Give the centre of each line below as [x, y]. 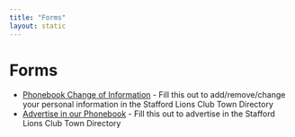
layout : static [38, 26]
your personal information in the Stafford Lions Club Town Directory [148, 105]
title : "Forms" [38, 17]
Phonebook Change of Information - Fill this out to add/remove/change [154, 95]
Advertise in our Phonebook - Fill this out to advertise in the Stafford [149, 114]
